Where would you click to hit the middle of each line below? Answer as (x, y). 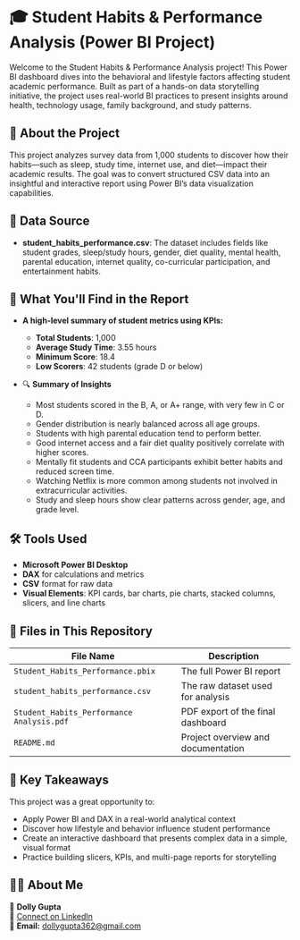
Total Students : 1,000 (75, 338)
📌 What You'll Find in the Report (99, 299)
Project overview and (225, 737)
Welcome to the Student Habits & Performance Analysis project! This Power (149, 67)
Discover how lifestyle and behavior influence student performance (146, 828)
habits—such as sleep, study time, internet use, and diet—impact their (138, 164)
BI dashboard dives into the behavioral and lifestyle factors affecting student (150, 76)
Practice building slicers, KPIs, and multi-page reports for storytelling (149, 857)
